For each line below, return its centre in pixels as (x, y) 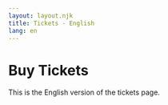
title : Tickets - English (51, 23)
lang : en (23, 30)
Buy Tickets (49, 70)
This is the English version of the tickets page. (84, 92)
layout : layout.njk (41, 16)
